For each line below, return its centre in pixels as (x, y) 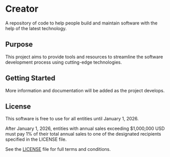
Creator (22, 9)
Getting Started (30, 78)
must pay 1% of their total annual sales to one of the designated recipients (83, 134)
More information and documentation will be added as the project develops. (85, 90)
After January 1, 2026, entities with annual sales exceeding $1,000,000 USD (85, 128)
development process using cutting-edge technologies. (64, 62)
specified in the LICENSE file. (36, 139)
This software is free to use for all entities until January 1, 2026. (72, 119)
